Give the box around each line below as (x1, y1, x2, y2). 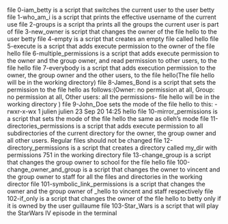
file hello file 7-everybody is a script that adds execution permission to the (7, 64, 216, 72)
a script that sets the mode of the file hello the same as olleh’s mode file (7, 115, 210, 122)
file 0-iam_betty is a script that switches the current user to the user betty (7, 6, 215, 14)
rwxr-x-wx (7, 107, 37, 115)
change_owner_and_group (7, 165, 82, 173)
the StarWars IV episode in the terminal (7, 209, 117, 217)
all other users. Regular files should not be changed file (7, 137, 162, 144)
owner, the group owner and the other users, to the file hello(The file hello (7, 71, 215, 79)
